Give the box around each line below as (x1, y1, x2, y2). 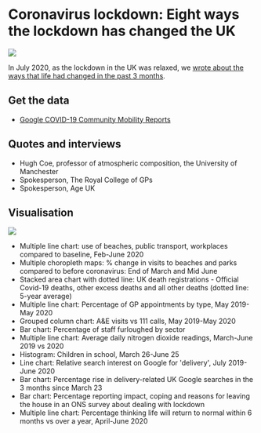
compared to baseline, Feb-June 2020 (19, 249, 144, 260)
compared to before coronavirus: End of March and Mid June (19, 267, 218, 276)
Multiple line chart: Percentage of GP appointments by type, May (19, 300, 230, 309)
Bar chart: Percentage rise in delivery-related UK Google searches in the (19, 375, 253, 384)
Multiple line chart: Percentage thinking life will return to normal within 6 (19, 408, 252, 417)
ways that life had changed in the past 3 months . (8, 71, 166, 80)
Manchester (19, 166, 59, 176)
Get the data (8, 94, 70, 107)
